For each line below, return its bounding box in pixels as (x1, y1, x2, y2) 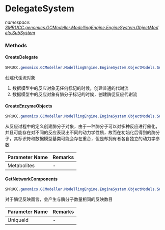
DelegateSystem (5, 3, 75, 14)
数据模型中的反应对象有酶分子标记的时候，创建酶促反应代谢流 (12, 91, 137, 97)
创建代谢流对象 (5, 74, 35, 80)
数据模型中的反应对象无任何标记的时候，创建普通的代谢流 (12, 85, 129, 91)
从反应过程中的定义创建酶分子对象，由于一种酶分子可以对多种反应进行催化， (5, 124, 160, 130)
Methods (5, 42, 27, 49)
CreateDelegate (5, 54, 38, 60)
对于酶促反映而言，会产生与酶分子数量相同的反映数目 (5, 197, 113, 202)
